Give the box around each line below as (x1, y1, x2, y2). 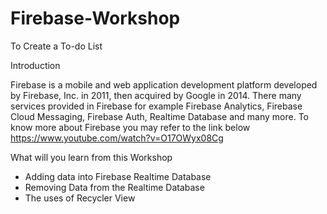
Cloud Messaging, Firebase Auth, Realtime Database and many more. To (10, 110, 309, 122)
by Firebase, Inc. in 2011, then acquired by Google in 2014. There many (10, 89, 302, 101)
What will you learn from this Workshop (10, 151, 173, 163)
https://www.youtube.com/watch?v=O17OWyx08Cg (10, 132, 224, 144)
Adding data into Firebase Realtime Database (24, 170, 212, 182)
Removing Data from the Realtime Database (24, 181, 205, 193)
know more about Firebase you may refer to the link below (10, 121, 251, 133)
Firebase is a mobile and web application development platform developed (10, 78, 318, 91)
